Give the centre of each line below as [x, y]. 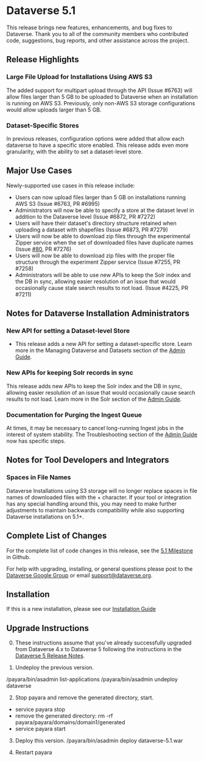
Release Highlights [43, 59]
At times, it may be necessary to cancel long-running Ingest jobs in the [95, 428]
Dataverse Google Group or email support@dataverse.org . [79, 575]
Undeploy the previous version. [55, 668]
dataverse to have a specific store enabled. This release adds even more [97, 145]
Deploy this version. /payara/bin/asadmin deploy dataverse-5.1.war [99, 741]
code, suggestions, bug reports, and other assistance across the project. [98, 40]
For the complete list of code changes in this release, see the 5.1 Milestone [100, 550]
